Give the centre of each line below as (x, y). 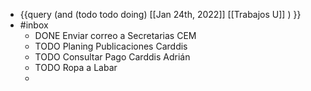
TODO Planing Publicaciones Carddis (111, 46)
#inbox (34, 25)
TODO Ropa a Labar (76, 67)
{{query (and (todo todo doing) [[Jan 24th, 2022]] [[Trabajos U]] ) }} (160, 14)
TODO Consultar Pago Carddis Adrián (112, 57)
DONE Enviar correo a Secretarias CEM (115, 35)
